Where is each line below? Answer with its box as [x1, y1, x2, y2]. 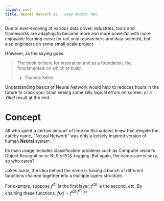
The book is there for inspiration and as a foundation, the [17, 60, 132, 66]
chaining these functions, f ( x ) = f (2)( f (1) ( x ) [5, 188, 87, 196]
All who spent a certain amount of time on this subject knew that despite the [5, 128, 159, 134]
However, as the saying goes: [5, 50, 65, 56]
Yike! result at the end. [5, 94, 50, 100]
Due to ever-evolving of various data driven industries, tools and [5, 25, 135, 31]
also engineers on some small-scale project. [5, 41, 94, 47]
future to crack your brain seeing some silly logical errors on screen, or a [5, 89, 152, 95]
